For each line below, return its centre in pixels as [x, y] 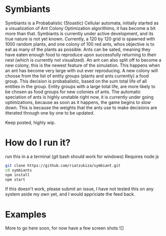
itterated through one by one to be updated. [50, 113]
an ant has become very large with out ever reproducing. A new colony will [82, 70]
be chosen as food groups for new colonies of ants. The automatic [73, 92]
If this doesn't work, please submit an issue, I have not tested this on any [79, 189]
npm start [15, 179]
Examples [26, 214]
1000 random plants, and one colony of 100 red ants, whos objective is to [80, 44]
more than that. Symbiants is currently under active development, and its [79, 33]
